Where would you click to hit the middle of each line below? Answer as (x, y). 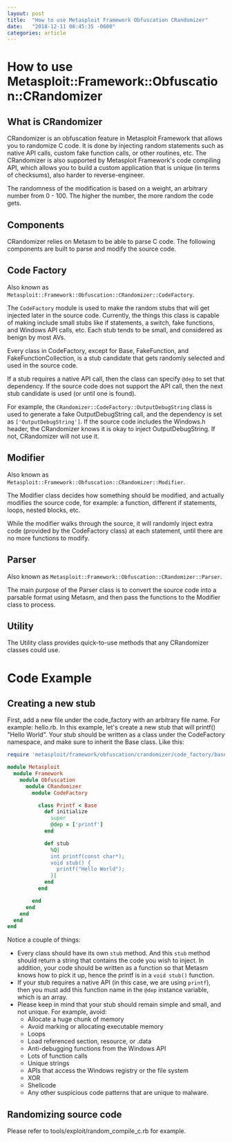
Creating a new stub (51, 703)
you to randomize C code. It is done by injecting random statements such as (116, 146)
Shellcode (42, 1085)
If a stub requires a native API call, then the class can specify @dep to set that (116, 379)
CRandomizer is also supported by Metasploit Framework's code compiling (114, 160)
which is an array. (42, 997)
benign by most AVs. (37, 337)
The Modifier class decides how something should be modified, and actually (116, 495)
